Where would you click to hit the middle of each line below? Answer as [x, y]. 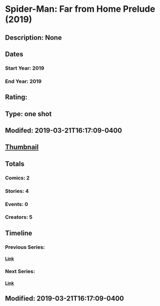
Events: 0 [17, 204]
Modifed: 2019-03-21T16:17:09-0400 [64, 130]
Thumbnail [22, 147]
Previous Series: [25, 247]
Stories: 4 [17, 191]
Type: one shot [28, 114]
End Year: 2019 [23, 81]
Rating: [16, 97]
